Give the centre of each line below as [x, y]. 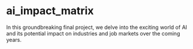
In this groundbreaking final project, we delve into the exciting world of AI [97, 27]
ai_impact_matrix [50, 11]
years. [14, 40]
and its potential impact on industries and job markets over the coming [93, 33]
